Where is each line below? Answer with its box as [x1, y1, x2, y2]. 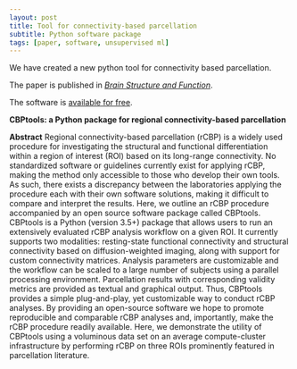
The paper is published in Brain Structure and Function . [9, 80, 213, 90]
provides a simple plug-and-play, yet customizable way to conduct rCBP [9, 293, 276, 304]
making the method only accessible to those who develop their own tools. [9, 170, 280, 180]
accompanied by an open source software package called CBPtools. [9, 207, 261, 219]
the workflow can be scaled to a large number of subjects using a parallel [9, 264, 279, 275]
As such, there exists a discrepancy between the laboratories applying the [9, 180, 283, 190]
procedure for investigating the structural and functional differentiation [9, 141, 268, 152]
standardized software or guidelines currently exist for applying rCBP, [9, 160, 266, 171]
